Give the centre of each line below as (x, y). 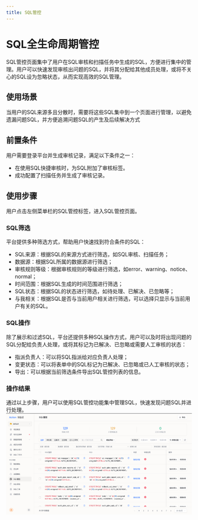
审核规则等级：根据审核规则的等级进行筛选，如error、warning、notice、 (103, 269)
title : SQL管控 (24, 12)
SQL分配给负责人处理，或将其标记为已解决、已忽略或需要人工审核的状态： (96, 344)
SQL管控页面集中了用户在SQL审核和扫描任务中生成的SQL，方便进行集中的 (96, 61)
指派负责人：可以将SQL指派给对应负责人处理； (71, 357)
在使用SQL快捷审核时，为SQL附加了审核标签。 (71, 168)
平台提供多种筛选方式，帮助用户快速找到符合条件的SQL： (76, 242)
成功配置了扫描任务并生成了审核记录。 (61, 175)
